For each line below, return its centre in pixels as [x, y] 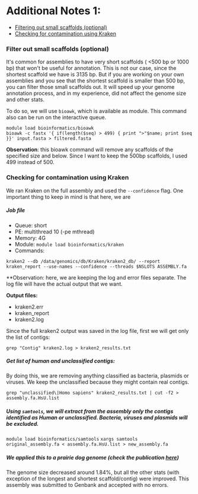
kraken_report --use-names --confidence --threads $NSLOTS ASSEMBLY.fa [96, 267]
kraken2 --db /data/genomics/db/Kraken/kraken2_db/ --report [83, 261]
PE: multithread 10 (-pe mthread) [55, 232]
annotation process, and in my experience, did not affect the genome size [96, 94]
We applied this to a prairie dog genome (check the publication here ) [92, 458]
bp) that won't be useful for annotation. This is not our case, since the [91, 68]
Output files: [22, 295]
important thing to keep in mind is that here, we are [68, 197]
